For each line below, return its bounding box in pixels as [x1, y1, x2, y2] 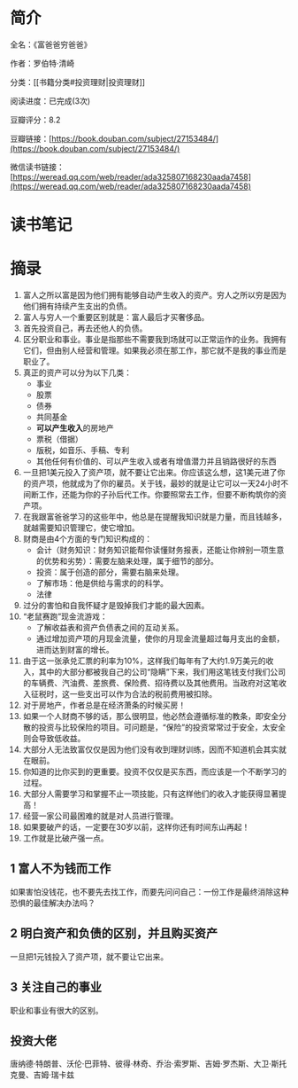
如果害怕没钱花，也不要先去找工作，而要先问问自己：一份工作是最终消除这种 [10, 886, 289, 896]
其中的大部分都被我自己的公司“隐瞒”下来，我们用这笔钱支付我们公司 [38, 667, 287, 677]
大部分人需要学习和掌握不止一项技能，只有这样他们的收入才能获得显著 [22, 788, 279, 799]
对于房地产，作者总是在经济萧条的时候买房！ [22, 700, 187, 710]
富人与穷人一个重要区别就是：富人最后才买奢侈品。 [22, 312, 210, 323]
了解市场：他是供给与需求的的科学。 [35, 578, 169, 589]
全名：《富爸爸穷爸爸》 [10, 39, 92, 50]
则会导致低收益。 [22, 733, 86, 744]
